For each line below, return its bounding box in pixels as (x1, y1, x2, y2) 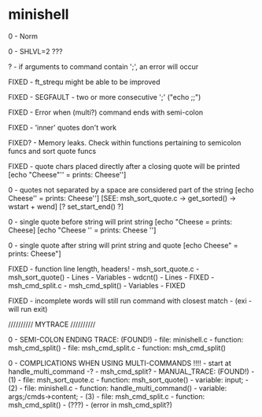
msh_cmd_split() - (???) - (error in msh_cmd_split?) (8, 400, 173, 409)
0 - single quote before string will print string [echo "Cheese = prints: (8, 217, 233, 226)
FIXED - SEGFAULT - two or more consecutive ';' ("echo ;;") (8, 92, 201, 101)
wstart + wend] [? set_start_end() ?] (8, 202, 124, 211)
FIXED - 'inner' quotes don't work (8, 123, 117, 132)
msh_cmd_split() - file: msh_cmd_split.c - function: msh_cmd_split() (8, 343, 227, 353)
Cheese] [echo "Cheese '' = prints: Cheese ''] (8, 225, 157, 235)
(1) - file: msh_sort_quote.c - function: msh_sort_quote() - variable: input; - (8, 375, 249, 384)
